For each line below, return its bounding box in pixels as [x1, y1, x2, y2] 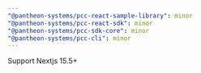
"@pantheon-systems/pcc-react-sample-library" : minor [7, 11, 194, 20]
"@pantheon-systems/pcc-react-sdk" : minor [7, 19, 153, 27]
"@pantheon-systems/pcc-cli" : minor [7, 34, 131, 43]
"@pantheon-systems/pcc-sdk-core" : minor [7, 26, 150, 34]
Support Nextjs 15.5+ [7, 56, 78, 66]
